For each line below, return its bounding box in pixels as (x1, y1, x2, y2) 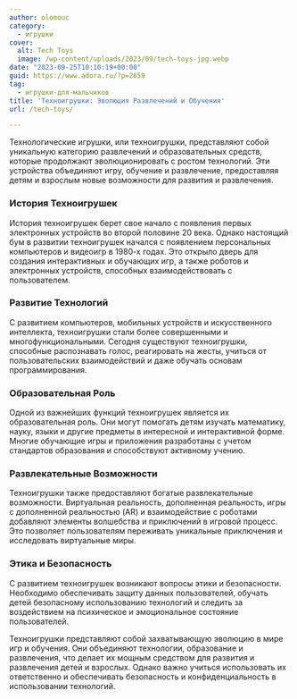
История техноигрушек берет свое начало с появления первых (9, 217, 252, 228)
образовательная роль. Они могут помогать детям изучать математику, (9, 417, 286, 427)
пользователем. (9, 274, 71, 285)
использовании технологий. (9, 680, 116, 691)
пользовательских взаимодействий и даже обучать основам (9, 355, 243, 366)
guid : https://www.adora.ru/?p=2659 (9, 72, 145, 80)
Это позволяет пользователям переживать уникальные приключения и (9, 526, 283, 536)
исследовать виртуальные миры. (9, 535, 136, 546)
